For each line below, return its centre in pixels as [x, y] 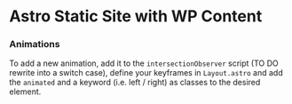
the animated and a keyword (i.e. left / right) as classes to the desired [135, 83]
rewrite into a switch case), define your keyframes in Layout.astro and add [146, 73]
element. [25, 92]
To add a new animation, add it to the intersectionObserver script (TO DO [144, 63]
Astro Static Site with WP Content [136, 16]
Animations [35, 44]
